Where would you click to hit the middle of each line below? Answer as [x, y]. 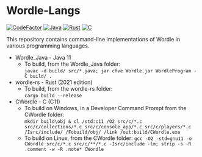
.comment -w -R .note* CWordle [64, 149]
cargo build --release [53, 96]
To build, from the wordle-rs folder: [68, 88]
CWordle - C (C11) [38, 102]
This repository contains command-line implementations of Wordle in [93, 39]
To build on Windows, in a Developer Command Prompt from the [105, 108]
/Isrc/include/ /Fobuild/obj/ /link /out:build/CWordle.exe [102, 132]
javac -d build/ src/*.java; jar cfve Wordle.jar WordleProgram [108, 71]
